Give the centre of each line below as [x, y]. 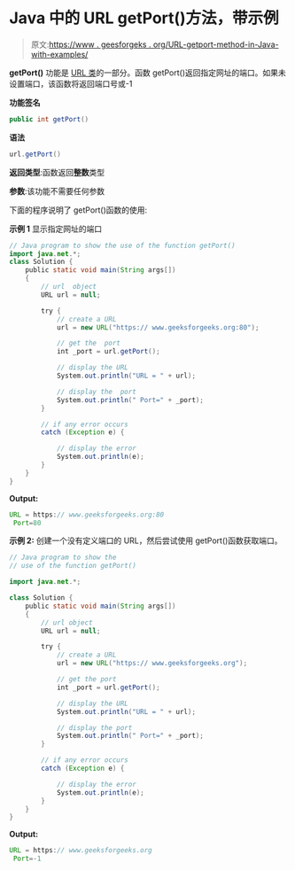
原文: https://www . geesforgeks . [91, 44]
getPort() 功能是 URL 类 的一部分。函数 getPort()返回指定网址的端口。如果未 [147, 73]
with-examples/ [59, 54]
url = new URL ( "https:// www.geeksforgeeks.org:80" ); [158, 327]
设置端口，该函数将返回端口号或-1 [71, 83]
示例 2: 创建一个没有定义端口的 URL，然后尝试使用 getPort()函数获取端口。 [146, 540]
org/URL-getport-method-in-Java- [216, 44]
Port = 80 [27, 523]
